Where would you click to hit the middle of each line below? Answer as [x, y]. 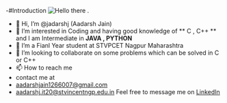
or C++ [26, 60]
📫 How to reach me [44, 68]
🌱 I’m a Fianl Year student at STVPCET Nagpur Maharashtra [99, 45]
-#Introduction [26, 11]
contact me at [35, 77]
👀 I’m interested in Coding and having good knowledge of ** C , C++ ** [116, 31]
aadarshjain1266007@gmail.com [62, 85]
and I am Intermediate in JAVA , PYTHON [74, 38]
